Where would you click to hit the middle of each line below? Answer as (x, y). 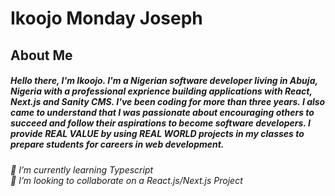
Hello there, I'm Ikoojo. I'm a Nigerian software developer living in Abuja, (164, 81)
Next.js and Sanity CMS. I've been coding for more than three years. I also (168, 102)
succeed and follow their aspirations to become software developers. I (160, 123)
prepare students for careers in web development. (117, 144)
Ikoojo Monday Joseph (106, 18)
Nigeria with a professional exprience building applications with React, (161, 91)
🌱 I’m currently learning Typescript (82, 169)
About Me (41, 55)
